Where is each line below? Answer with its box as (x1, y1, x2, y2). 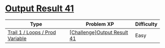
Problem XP (85, 21, 114, 27)
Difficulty (135, 21, 158, 27)
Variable (7, 35, 27, 42)
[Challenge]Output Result (69, 29, 129, 36)
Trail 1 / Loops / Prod (7, 29, 56, 36)
